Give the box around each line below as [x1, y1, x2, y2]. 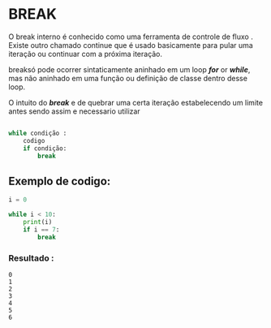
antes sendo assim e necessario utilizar [8, 106, 140, 116]
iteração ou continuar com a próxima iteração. [8, 49, 163, 58]
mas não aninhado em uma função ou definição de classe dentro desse [8, 73, 247, 83]
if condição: [23, 144, 67, 153]
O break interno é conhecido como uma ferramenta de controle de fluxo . [8, 32, 253, 41]
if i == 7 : [23, 225, 60, 234]
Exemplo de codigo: [8, 174, 111, 188]
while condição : [8, 129, 67, 137]
